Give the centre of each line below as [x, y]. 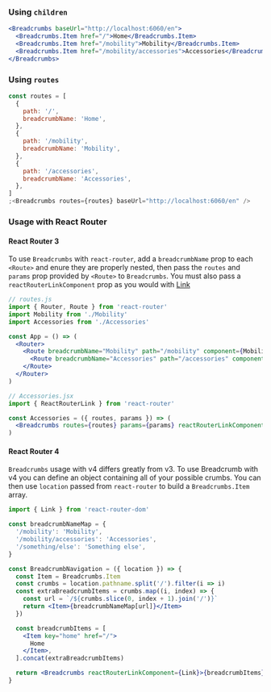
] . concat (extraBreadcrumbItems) [70, 659]
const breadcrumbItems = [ [61, 628]
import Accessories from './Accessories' [79, 322]
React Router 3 [34, 241]
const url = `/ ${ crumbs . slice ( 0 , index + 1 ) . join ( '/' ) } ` [121, 599]
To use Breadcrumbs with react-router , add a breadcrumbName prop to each [131, 259]
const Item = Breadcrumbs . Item [68, 576]
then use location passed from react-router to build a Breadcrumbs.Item [129, 486]
